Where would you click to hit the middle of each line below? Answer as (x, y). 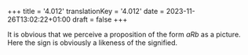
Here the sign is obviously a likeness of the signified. (93, 43)
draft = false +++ (100, 19)
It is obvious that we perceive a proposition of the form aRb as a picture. (124, 34)
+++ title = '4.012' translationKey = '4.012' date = (86, 11)
